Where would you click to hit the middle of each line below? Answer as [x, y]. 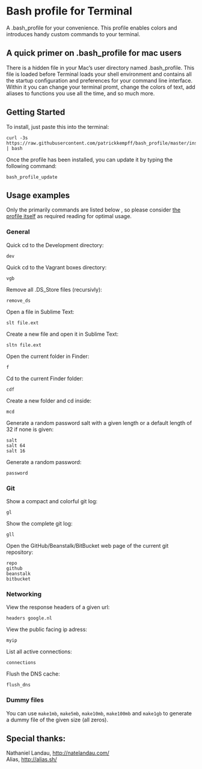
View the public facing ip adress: [47, 629]
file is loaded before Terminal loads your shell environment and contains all [99, 74]
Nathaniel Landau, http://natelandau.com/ [58, 753]
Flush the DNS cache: [33, 674]
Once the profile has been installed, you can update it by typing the [90, 159]
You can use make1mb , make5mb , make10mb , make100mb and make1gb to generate [99, 713]
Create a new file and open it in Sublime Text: [63, 334]
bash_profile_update [32, 177]
